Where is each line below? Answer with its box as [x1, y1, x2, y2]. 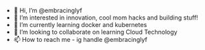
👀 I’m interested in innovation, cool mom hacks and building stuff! [13, 14, 199, 22]
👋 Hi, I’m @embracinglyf [13, 7, 82, 14]
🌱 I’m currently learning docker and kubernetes [13, 21, 147, 28]
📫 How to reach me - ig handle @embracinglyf [13, 36, 147, 43]
